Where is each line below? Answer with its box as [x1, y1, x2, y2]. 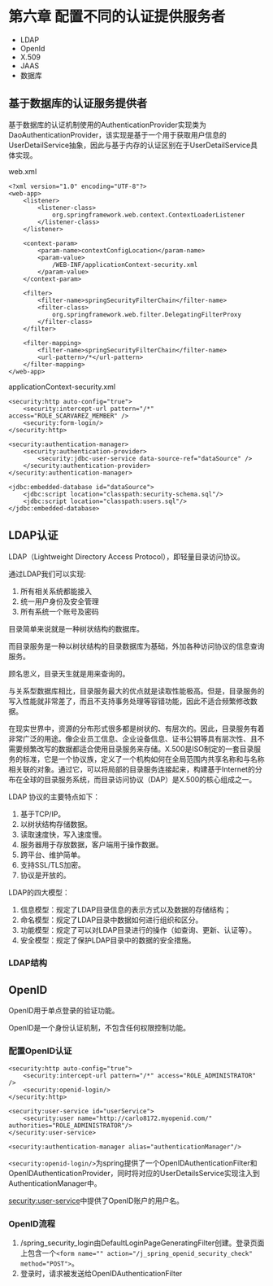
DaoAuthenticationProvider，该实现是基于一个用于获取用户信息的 [8, 129, 227, 139]
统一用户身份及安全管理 [19, 596, 99, 606]
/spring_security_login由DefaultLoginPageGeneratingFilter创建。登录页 [19, 1238, 258, 1248]
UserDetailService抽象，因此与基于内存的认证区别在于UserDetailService [8, 140, 251, 150]
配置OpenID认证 [8, 1045, 72, 1056]
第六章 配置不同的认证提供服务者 [8, 7, 226, 26]
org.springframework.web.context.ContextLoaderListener [51, 211, 245, 219]
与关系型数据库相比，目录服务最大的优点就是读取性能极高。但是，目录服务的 [8, 685, 265, 696]
